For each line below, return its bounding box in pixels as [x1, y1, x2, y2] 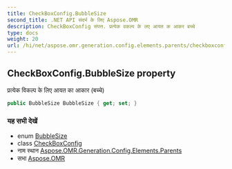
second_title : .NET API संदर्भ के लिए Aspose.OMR [7, 17, 138, 23]
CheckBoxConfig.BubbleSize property [7, 68, 176, 79]
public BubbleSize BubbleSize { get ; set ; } [7, 99, 137, 107]
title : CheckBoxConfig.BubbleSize [7, 10, 107, 17]
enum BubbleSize [17, 132, 68, 140]
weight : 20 [7, 36, 39, 43]
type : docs [7, 29, 39, 37]
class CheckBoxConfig [17, 139, 83, 147]
